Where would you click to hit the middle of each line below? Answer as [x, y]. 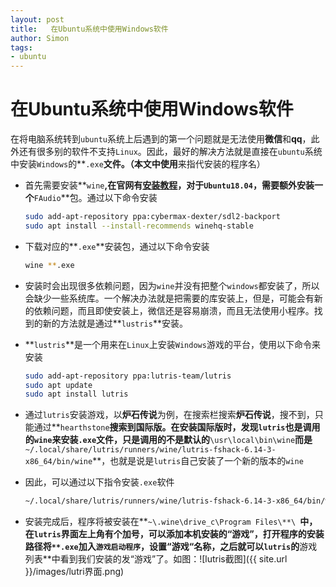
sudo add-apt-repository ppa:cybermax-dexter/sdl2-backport [152, 217]
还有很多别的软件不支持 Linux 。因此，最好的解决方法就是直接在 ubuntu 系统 [170, 152]
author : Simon [40, 38]
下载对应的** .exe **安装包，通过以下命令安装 [117, 246]
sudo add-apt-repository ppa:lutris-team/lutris [128, 376]
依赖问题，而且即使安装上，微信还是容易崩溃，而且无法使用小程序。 [174, 310]
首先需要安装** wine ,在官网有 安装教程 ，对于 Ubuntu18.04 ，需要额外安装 [169, 185]
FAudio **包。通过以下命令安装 [95, 198]
